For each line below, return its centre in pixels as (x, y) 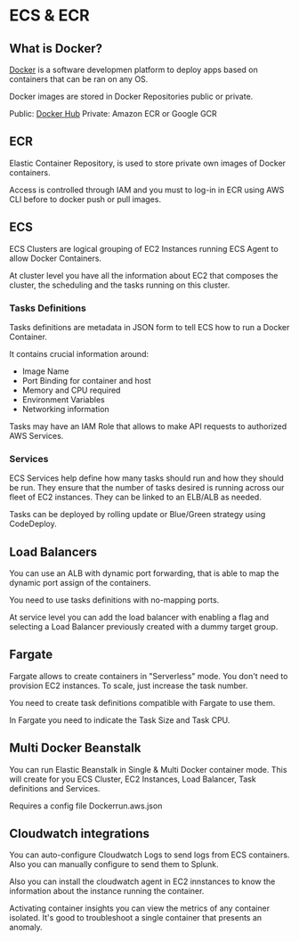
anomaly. (26, 928)
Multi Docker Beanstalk (75, 748)
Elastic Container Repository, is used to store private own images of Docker (148, 163)
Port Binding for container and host (86, 380)
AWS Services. (36, 435)
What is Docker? (56, 49)
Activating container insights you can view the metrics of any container (139, 908)
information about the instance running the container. (107, 891)
